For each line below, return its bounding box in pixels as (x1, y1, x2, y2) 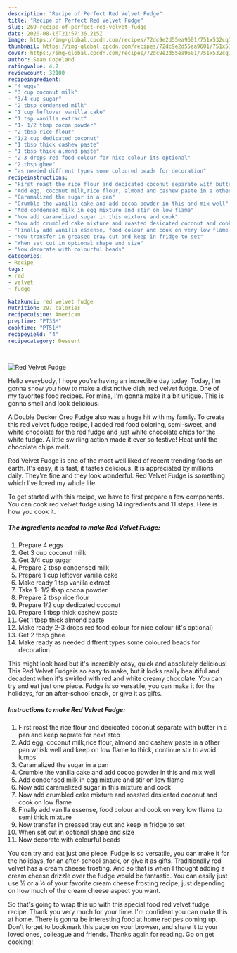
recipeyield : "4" (8, 330, 59, 338)
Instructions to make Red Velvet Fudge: (8, 706, 126, 714)
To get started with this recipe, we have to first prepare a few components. (8, 492, 224, 501)
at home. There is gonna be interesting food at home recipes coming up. (8, 915, 218, 923)
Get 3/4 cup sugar (18, 556, 72, 564)
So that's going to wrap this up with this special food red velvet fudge (8, 900, 210, 909)
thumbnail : (8, 43, 40, 50)
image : (8, 37, 27, 44)
